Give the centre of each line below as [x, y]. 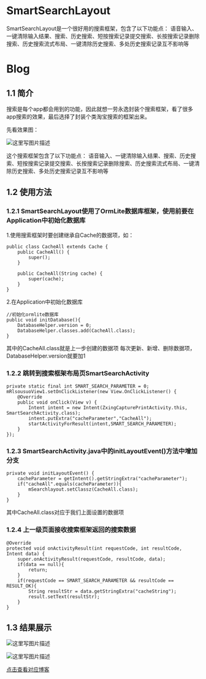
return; [38, 570]
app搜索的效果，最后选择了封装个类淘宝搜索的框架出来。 [78, 117]
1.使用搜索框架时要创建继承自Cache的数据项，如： [70, 235]
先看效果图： [22, 129]
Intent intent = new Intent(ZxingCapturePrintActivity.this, [108, 408]
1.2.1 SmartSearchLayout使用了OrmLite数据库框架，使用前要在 [100, 211]
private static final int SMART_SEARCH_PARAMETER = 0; [78, 386]
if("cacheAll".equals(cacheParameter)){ [70, 484]
